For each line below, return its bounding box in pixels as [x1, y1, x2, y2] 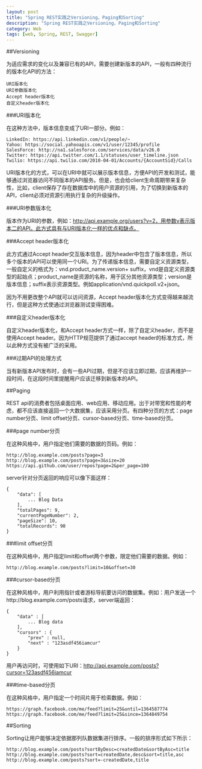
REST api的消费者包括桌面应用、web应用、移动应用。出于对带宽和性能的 [6, 400, 187, 407]
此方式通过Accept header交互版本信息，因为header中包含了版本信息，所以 [6, 250, 192, 258]
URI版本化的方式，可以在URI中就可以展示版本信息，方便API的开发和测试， [6, 169, 191, 176]
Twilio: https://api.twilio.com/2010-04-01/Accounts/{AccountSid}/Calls [6, 158, 192, 164]
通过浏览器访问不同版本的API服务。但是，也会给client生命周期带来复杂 [11, 176, 186, 184]
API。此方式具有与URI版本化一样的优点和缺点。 [22, 225, 139, 232]
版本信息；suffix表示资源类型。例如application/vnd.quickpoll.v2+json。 [6, 281, 183, 288]
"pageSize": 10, [17, 518, 58, 524]
